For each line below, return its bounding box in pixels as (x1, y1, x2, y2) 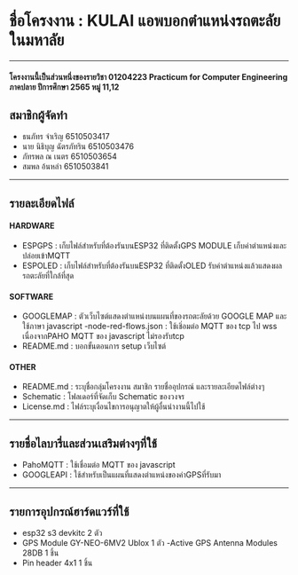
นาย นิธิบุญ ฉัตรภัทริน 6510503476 (21, 141, 135, 152)
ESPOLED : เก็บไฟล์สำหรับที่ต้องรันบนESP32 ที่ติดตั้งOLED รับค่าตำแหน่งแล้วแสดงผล (21, 260, 283, 271)
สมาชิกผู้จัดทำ (9, 107, 68, 122)
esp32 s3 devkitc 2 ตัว (21, 527, 103, 538)
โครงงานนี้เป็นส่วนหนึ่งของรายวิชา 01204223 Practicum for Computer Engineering (9, 71, 288, 82)
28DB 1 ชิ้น (21, 547, 59, 558)
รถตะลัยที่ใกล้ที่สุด (21, 270, 74, 280)
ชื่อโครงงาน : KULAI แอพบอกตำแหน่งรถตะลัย (9, 11, 281, 31)
